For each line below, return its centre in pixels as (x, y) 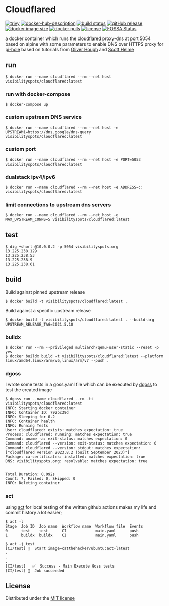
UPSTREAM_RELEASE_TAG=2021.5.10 (39, 324)
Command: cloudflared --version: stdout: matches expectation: (73, 448)
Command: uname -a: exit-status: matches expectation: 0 (66, 439)
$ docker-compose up (27, 105)
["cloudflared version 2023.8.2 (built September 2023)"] (67, 452)
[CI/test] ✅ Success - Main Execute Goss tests (60, 566)
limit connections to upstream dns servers (58, 205)
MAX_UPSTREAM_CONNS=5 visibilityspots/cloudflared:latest (67, 219)
